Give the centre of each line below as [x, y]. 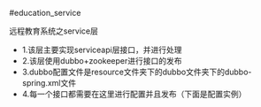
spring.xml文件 [49, 83]
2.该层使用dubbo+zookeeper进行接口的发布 [102, 61]
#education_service [45, 13]
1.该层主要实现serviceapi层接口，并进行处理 [102, 50]
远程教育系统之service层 [54, 31]
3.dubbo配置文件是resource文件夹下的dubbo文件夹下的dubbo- [137, 72]
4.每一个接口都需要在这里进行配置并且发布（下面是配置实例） [134, 94]
